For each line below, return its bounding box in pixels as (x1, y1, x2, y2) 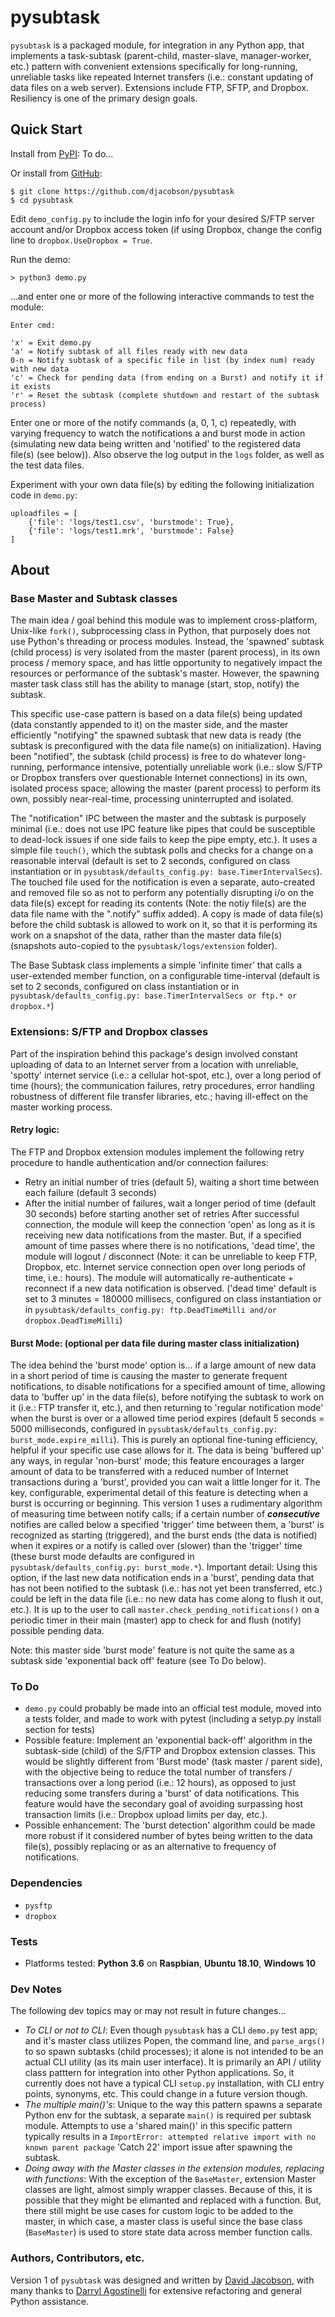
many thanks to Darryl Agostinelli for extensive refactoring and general (10, 2284, 302, 2296)
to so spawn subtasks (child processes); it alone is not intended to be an (24, 2046, 324, 2058)
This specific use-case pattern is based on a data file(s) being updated (10, 708, 303, 720)
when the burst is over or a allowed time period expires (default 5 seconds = (10, 1412, 325, 1425)
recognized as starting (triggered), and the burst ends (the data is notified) (10, 1529, 318, 1541)
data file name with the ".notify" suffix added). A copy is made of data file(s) (10, 908, 324, 920)
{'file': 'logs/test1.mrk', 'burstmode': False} (28, 526, 235, 536)
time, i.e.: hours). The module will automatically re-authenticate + (24, 1271, 294, 1283)
